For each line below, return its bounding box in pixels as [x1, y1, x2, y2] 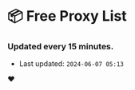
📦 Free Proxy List [7, 7, 127, 25]
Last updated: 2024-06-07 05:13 [18, 59, 125, 68]
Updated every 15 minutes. [7, 41, 114, 53]
